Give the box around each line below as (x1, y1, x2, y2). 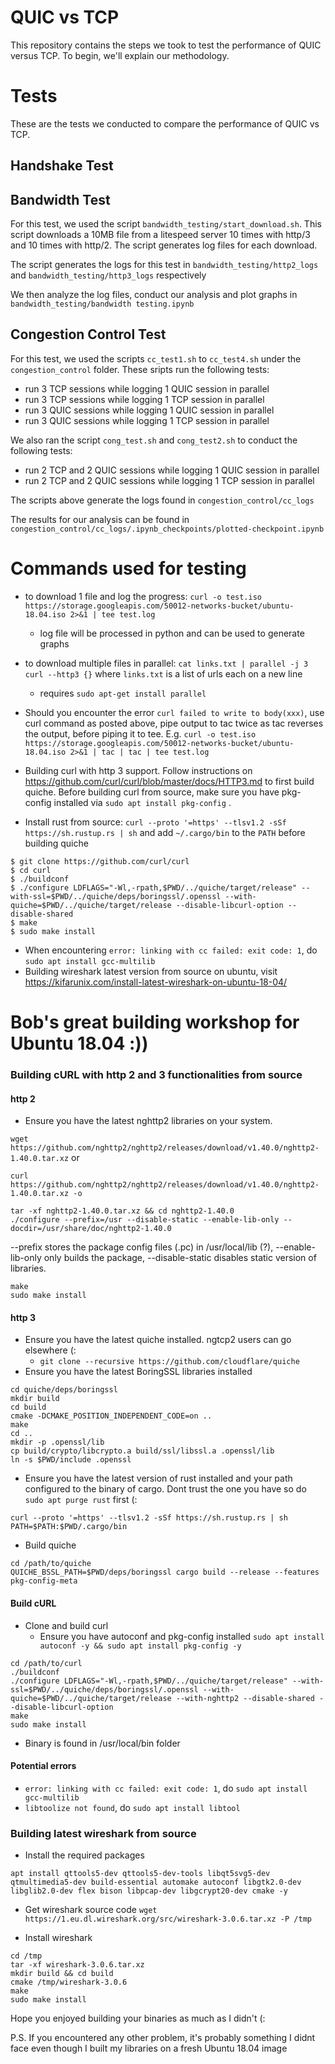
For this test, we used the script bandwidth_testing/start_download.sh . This (10, 218, 322, 230)
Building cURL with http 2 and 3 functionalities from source (10, 1067, 303, 1081)
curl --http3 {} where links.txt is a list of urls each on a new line (24, 667, 303, 680)
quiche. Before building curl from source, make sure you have (24, 786, 280, 798)
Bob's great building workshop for (10, 1011, 300, 1034)
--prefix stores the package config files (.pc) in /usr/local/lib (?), (10, 1241, 274, 1253)
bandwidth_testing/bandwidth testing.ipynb (10, 299, 195, 310)
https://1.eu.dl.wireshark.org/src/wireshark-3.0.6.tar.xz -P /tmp (24, 1914, 312, 1925)
